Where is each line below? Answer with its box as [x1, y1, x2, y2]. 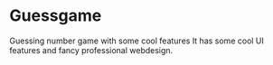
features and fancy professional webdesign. [9, 44, 174, 55]
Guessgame [9, 5, 102, 26]
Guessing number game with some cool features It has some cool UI [9, 35, 265, 46]
